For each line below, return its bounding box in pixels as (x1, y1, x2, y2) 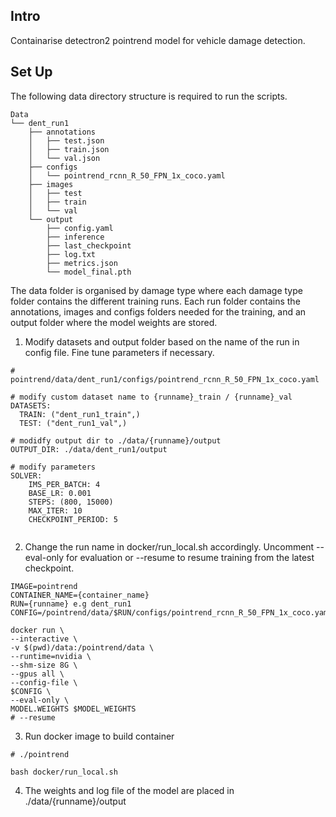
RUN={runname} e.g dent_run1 (10, 599, 132, 609)
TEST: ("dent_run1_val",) (19, 418, 128, 428)
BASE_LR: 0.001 (28, 488, 92, 498)
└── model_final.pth (46, 267, 132, 277)
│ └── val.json (28, 153, 101, 163)
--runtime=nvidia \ (10, 651, 92, 661)
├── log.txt (46, 249, 97, 259)
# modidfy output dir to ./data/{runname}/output (10, 435, 222, 446)
